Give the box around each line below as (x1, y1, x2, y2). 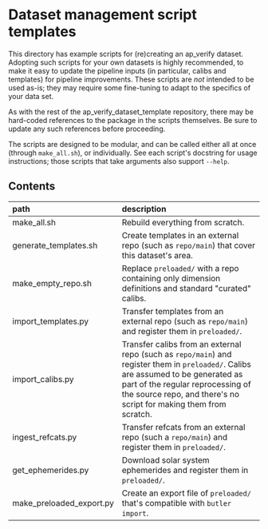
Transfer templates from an (121, 305, 224, 316)
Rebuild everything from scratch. (121, 217, 245, 228)
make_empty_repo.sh (12, 277, 92, 288)
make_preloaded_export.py (12, 497, 114, 508)
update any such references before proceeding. (8, 124, 166, 133)
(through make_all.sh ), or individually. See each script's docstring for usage (8, 148, 258, 157)
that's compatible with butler (121, 497, 232, 508)
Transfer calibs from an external (121, 338, 242, 349)
